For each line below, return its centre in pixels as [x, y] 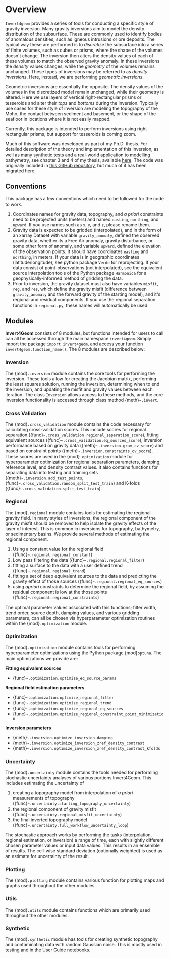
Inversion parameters [28, 728]
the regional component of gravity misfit [54, 809]
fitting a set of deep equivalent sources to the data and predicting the [85, 576]
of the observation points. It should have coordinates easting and [80, 251]
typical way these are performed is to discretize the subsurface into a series [84, 44]
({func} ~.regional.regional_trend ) [49, 571]
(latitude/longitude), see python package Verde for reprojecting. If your [86, 262]
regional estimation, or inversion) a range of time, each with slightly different [84, 840]
